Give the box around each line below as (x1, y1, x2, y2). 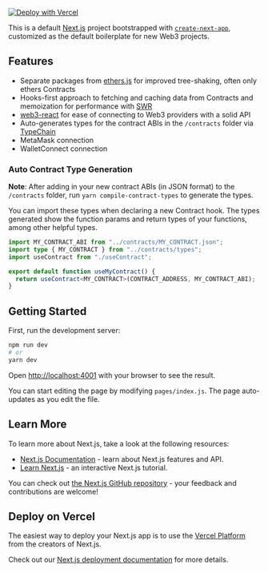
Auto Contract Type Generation (8, 164, 134, 175)
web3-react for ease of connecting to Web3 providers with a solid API (19, 109, 251, 119)
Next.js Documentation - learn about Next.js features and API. (19, 454, 224, 463)
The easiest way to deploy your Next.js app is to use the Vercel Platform (8, 531, 246, 541)
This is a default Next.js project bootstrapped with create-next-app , (8, 23, 231, 32)
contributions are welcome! (8, 487, 98, 496)
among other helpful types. (8, 223, 98, 232)
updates (8, 394, 36, 403)
